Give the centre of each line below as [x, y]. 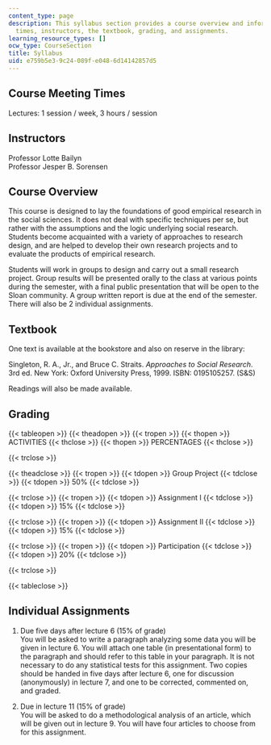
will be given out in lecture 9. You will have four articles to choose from [138, 723]
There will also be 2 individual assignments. [81, 304]
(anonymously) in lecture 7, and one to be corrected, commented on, [134, 682]
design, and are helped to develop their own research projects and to [123, 245]
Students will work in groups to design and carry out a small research [124, 270]
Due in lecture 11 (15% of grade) [73, 706]
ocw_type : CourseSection [50, 46]
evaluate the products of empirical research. [82, 254]
